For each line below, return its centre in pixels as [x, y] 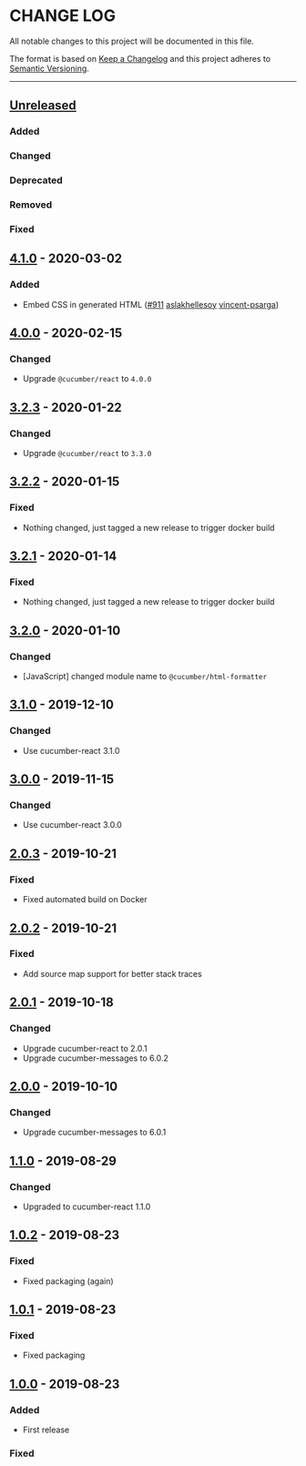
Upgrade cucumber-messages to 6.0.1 [94, 1132]
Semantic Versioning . [49, 68]
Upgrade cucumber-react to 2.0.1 [85, 1048]
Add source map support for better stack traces [112, 973]
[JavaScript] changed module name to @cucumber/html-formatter [144, 677]
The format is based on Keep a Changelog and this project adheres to [140, 58]
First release [46, 1430]
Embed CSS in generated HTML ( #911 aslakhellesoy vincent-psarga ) [151, 304]
